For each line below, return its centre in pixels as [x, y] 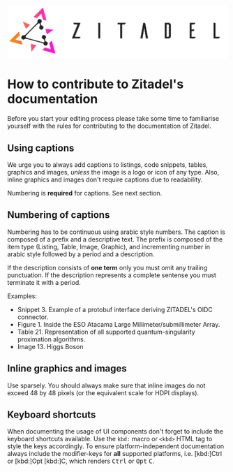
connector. [33, 317]
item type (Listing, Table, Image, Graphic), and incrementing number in [109, 246]
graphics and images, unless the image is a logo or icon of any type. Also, [113, 172]
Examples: [22, 296]
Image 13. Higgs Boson [50, 346]
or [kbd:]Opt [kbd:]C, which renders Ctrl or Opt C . [81, 461]
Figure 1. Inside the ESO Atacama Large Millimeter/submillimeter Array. [119, 324]
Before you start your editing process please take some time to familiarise [113, 119]
